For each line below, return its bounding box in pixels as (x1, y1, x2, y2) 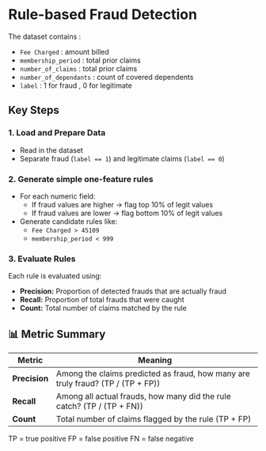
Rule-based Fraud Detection (8, 6, 198, 24)
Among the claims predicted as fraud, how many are (55, 368, 251, 379)
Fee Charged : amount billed (19, 47, 109, 56)
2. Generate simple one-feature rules (8, 173, 154, 184)
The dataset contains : (8, 32, 82, 41)
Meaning (138, 354, 173, 366)
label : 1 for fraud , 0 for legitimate (19, 81, 132, 90)
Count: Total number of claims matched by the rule (19, 303, 188, 313)
